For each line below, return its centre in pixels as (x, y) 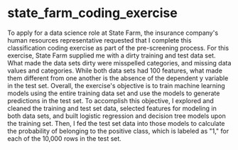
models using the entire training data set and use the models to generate (114, 93)
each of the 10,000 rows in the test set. (65, 138)
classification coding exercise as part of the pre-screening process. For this (118, 48)
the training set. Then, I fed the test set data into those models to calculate (116, 123)
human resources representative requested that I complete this (99, 40)
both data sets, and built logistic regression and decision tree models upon (117, 116)
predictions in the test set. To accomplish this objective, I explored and (111, 100)
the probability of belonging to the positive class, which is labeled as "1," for (118, 131)
